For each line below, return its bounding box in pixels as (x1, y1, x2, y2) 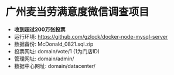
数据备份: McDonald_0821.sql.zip (13, 40, 94, 47)
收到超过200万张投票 (13, 26, 66, 33)
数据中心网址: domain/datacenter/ (13, 62, 96, 69)
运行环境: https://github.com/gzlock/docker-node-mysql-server (13, 33, 168, 40)
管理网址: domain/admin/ (13, 55, 74, 62)
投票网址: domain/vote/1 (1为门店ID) (13, 47, 100, 54)
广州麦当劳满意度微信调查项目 (5, 5, 150, 19)
